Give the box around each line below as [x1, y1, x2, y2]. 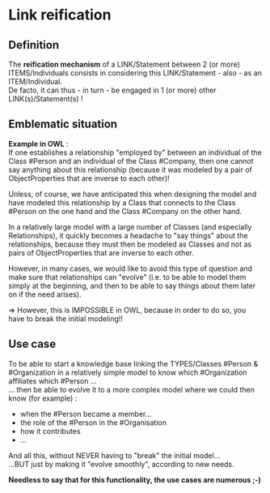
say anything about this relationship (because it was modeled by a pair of [8, 165, 253, 174]
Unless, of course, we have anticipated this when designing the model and [8, 189, 257, 199]
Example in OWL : [8, 139, 69, 148]
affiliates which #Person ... [8, 375, 97, 386]
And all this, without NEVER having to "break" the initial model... [8, 450, 221, 460]
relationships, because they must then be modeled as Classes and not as [8, 239, 252, 249]
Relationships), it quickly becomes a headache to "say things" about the [8, 230, 248, 240]
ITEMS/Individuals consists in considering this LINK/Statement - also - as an [8, 68, 263, 78]
